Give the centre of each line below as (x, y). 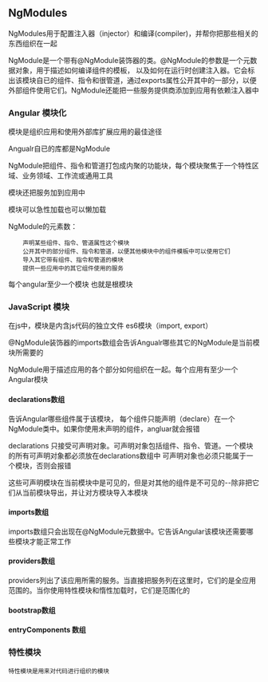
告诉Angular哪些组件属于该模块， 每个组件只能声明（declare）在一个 (122, 419)
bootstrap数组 (32, 610)
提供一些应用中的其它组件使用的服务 (73, 269)
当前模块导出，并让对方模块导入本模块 (85, 492)
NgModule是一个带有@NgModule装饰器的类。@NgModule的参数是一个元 (129, 60)
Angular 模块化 (37, 112)
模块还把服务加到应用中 (47, 193)
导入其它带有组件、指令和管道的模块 (73, 260)
